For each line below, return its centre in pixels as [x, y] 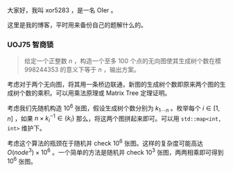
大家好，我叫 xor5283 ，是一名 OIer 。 [62, 10]
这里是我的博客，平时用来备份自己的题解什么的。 [77, 25]
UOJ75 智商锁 [31, 44]
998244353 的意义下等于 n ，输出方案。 [82, 70]
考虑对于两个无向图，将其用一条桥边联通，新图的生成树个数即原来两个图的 [113, 85]
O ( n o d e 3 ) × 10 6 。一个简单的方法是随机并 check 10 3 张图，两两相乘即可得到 [115, 151]
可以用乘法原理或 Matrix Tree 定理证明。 [113, 93]
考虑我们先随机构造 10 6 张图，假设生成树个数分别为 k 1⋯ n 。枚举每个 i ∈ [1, [114, 108]
